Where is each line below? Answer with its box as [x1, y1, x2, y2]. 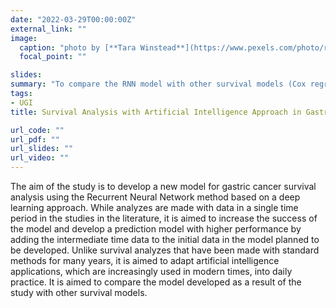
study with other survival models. [10, 287, 148, 298]
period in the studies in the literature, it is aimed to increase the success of [10, 212, 318, 224]
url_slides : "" [10, 144, 74, 154]
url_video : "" [10, 153, 70, 163]
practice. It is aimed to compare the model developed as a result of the [10, 276, 302, 288]
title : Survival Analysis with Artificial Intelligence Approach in [10, 107, 302, 117]
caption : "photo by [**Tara [19, 42, 137, 53]
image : [10, 33, 38, 43]
